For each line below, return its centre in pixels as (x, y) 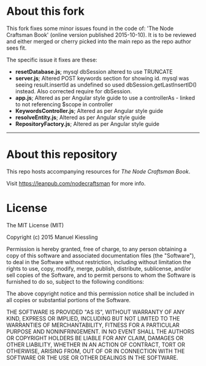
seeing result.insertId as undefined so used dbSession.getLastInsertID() (106, 85)
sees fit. (17, 48)
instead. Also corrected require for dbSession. (74, 91)
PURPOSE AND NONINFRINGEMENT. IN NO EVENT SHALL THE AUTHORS (101, 331)
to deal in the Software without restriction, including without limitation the (99, 262)
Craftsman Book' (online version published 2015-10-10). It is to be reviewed (101, 34)
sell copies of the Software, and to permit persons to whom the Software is (101, 275)
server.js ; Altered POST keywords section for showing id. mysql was (102, 78)
